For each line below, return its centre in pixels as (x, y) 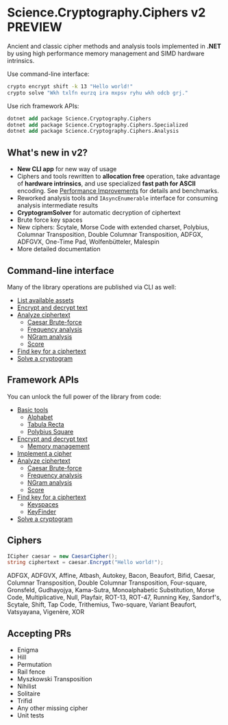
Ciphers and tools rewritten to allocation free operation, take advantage (118, 177)
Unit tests (30, 715)
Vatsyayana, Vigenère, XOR (46, 612)
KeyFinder (42, 511)
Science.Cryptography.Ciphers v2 (106, 13)
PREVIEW (35, 27)
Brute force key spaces (50, 220)
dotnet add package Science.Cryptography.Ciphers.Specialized (98, 125)
